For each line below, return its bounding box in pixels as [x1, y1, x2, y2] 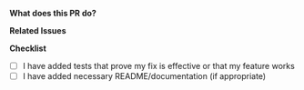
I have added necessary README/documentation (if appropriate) [22, 71, 267, 82]
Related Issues [9, 25, 66, 35]
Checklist [9, 43, 47, 54]
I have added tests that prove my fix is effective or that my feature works [22, 61, 296, 71]
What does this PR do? [9, 8, 97, 18]
